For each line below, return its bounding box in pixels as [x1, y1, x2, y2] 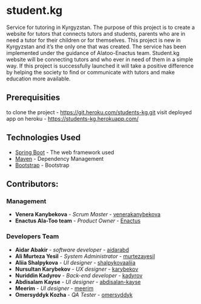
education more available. [6, 75, 71, 82]
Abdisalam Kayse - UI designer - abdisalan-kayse [15, 278, 141, 285]
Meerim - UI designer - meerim [15, 285, 94, 292]
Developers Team [6, 232, 59, 241]
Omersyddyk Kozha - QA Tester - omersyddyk [15, 291, 133, 298]
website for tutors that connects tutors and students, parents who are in [6, 30, 186, 37]
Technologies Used [6, 132, 81, 143]
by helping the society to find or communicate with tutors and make [6, 68, 176, 76]
